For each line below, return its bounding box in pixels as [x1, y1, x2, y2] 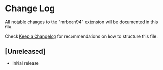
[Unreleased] [5, 47, 46, 56]
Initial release [12, 60, 39, 66]
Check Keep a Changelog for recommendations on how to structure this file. [5, 33, 158, 39]
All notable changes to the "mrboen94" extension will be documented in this [5, 19, 158, 25]
